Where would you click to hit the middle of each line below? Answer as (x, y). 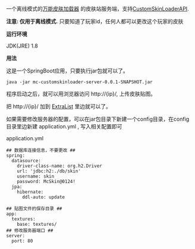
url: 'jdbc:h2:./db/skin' (49, 171)
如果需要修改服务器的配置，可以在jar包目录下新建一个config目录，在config (98, 119)
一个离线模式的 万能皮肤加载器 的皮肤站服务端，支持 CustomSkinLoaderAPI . (97, 9)
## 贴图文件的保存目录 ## (34, 209)
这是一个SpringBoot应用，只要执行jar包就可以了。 (67, 71)
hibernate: (30, 192)
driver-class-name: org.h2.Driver (59, 166)
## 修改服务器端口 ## (30, 231)
